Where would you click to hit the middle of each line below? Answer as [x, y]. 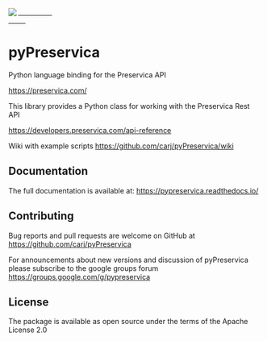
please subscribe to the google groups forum [83, 268]
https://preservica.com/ [48, 90]
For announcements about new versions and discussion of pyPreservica [128, 260]
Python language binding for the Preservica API [88, 75]
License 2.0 [28, 330]
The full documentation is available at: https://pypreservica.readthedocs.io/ [133, 190]
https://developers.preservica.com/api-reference [90, 130]
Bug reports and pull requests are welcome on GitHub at [102, 235]
